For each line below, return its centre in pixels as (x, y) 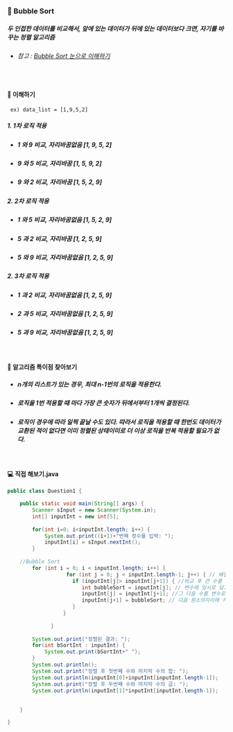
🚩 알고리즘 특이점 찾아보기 (42, 367)
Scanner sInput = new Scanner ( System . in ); (94, 510)
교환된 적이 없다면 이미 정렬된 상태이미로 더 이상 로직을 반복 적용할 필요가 (115, 430)
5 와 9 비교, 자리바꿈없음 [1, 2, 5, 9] (65, 257)
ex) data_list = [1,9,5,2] (49, 110)
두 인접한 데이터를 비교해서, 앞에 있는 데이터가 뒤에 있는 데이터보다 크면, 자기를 (112, 28)
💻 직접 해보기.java (33, 473)
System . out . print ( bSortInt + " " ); (92, 652)
